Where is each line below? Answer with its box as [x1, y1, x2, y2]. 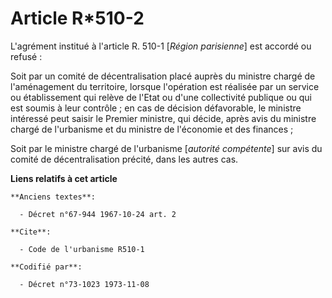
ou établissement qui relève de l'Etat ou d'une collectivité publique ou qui [10, 91, 312, 103]
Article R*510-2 [10, 7, 145, 30]
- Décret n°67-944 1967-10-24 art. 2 [19, 209, 177, 219]
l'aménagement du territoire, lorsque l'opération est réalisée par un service [10, 80, 320, 92]
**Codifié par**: [10, 262, 83, 272]
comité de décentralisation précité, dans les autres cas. [10, 153, 239, 165]
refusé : [10, 50, 43, 62]
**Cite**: [10, 227, 52, 237]
